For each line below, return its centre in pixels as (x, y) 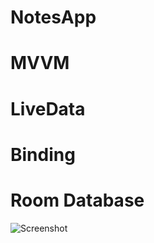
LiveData (48, 108)
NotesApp (53, 17)
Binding (43, 154)
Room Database (77, 200)
